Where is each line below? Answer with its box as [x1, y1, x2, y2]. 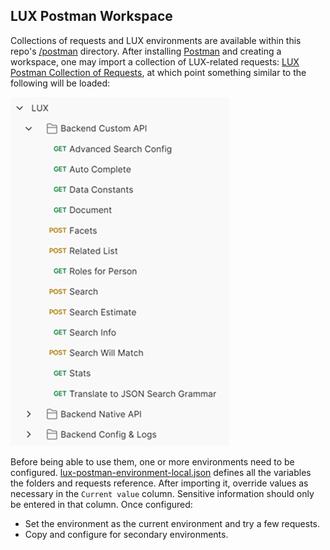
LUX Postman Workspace [10, 8, 173, 25]
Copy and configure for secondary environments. [24, 528, 229, 540]
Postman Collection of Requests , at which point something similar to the [10, 66, 307, 78]
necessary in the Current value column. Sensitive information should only [10, 487, 315, 499]
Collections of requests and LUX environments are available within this [10, 34, 302, 46]
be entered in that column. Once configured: [10, 498, 193, 510]
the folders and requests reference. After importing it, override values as [10, 477, 309, 489]
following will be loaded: [10, 77, 111, 89]
